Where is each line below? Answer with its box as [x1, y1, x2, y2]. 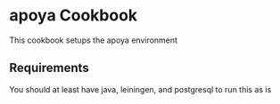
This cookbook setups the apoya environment [9, 35, 178, 45]
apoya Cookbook [9, 5, 138, 26]
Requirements [9, 60, 89, 76]
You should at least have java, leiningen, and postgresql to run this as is [9, 84, 272, 94]
